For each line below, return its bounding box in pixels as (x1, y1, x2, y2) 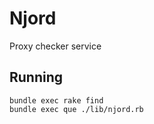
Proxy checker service (9, 40, 102, 52)
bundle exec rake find (9, 95, 104, 106)
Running (9, 69, 64, 86)
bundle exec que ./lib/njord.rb (9, 104, 144, 114)
